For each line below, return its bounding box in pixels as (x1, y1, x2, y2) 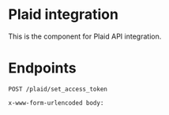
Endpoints (8, 59, 77, 77)
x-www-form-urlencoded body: (8, 98, 104, 107)
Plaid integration (8, 6, 118, 24)
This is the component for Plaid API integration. (8, 32, 162, 41)
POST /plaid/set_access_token (8, 85, 108, 93)
